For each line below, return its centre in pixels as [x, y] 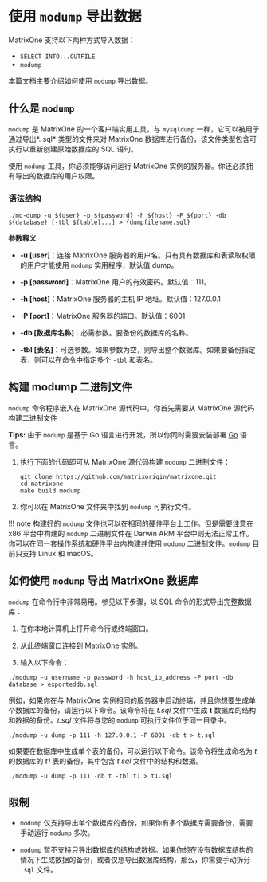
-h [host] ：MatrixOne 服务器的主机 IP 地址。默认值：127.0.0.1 [120, 299]
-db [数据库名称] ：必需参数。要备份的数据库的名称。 [106, 333]
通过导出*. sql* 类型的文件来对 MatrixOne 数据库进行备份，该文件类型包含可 [132, 139]
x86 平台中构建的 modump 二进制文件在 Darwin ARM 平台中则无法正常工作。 [131, 533]
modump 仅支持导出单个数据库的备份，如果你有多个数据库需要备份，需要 [136, 823]
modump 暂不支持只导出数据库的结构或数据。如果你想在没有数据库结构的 [136, 850]
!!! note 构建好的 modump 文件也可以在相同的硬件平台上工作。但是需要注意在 [131, 523]
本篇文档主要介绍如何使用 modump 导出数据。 [80, 80]
